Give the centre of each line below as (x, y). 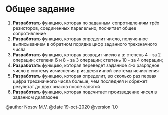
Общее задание (40, 9)
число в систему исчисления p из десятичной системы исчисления (86, 70)
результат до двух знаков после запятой (56, 86)
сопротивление (29, 33)
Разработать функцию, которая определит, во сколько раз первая (85, 76)
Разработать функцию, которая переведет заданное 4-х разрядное (86, 65)
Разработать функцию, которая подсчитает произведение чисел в (85, 92)
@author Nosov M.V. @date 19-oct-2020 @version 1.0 (62, 107)
